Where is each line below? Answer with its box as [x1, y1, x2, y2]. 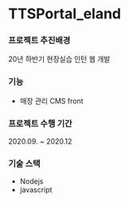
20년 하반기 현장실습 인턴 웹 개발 [8, 54, 111, 64]
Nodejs [19, 176, 44, 186]
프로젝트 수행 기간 [8, 117, 73, 129]
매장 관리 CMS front [19, 96, 84, 105]
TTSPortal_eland [8, 5, 122, 23]
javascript [19, 185, 53, 195]
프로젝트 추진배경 [8, 35, 71, 46]
